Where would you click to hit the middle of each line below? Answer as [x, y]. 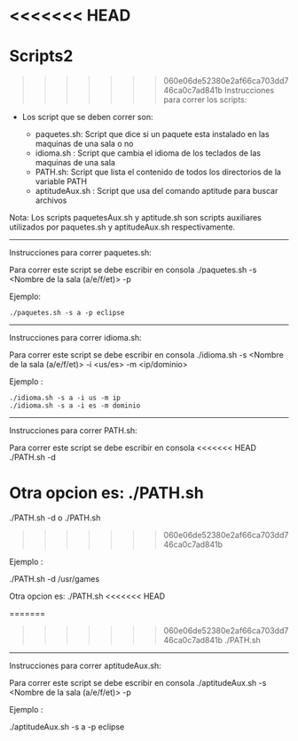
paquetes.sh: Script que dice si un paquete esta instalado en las [152, 134]
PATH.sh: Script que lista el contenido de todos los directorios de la [158, 172]
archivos [51, 200]
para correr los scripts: [205, 100]
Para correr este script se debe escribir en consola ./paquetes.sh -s [133, 270]
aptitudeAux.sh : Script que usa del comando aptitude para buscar [157, 191]
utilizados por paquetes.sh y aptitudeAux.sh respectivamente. [122, 227]
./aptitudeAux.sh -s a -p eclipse [67, 727]
